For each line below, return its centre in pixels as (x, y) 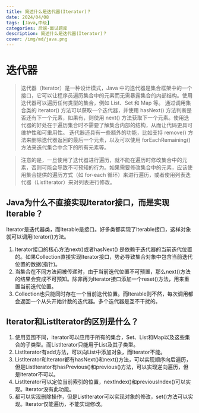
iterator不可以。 (40, 374)
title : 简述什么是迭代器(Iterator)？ (49, 12)
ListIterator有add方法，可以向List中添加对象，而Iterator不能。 (90, 352)
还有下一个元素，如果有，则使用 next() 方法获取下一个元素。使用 (105, 117)
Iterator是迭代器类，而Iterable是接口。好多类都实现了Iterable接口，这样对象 (99, 229)
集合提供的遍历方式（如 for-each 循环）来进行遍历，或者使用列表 (106, 174)
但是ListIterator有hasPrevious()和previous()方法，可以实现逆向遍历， (99, 367)
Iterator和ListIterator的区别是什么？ (72, 322)
